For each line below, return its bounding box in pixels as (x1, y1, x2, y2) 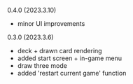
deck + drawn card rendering (17, 47, 103, 55)
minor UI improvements (17, 20, 85, 27)
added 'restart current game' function (17, 69, 127, 77)
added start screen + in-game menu (17, 54, 122, 62)
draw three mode (17, 62, 68, 69)
